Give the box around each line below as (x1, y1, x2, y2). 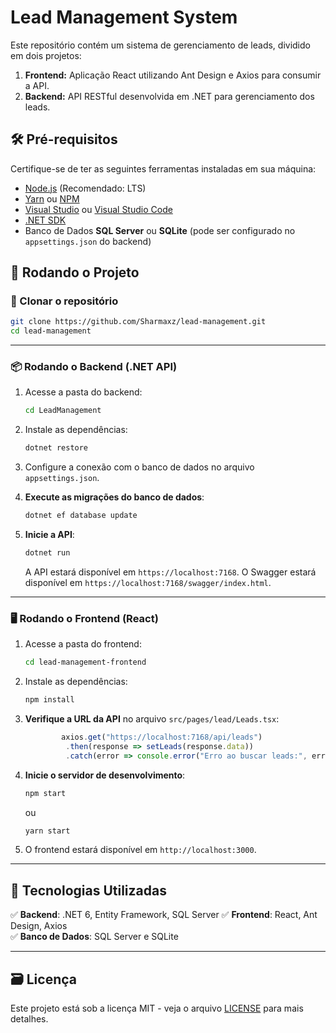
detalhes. (10, 1013, 49, 1025)
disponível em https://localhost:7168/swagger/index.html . (24, 576, 272, 588)
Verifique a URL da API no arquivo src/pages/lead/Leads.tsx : (24, 713, 280, 725)
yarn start (24, 826, 71, 836)
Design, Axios (10, 920, 68, 932)
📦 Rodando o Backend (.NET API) (10, 360, 178, 374)
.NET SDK (24, 214, 67, 226)
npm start (24, 788, 67, 798)
